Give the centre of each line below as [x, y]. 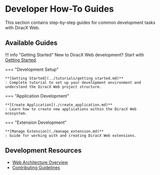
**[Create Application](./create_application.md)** [59, 105]
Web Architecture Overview [40, 162]
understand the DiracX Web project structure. [53, 87]
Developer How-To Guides [59, 9]
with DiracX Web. [23, 27]
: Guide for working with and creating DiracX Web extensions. [71, 136]
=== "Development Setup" [32, 69]
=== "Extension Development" [36, 122]
